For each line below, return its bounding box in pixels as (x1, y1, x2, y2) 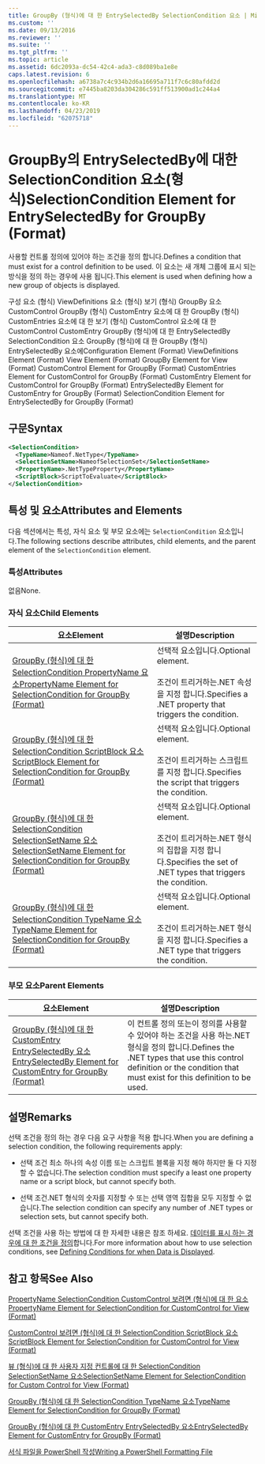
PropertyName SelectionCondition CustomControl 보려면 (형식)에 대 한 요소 (8, 1294, 248, 1304)
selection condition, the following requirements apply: (8, 1141, 183, 1151)
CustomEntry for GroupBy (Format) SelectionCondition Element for (8, 388, 225, 398)
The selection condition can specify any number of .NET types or (40, 1203, 253, 1213)
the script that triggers (156, 777, 240, 788)
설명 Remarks (8, 1110, 73, 1123)
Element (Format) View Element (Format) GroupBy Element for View (8, 355, 229, 364)
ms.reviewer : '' (8, 33, 62, 42)
